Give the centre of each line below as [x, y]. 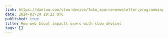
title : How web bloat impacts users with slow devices [63, 23]
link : [11, 10]
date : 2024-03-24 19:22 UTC [34, 14]
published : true [22, 19]
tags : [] [14, 28]
